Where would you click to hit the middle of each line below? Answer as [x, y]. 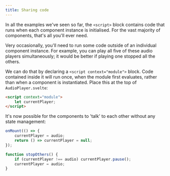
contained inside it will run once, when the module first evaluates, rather [81, 77]
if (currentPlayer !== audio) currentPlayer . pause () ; [73, 159]
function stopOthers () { [32, 154]
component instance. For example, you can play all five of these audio [79, 51]
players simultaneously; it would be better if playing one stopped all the [80, 56]
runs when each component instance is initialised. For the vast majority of [83, 30]
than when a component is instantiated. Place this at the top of [71, 82]
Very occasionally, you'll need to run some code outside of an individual [81, 45]
